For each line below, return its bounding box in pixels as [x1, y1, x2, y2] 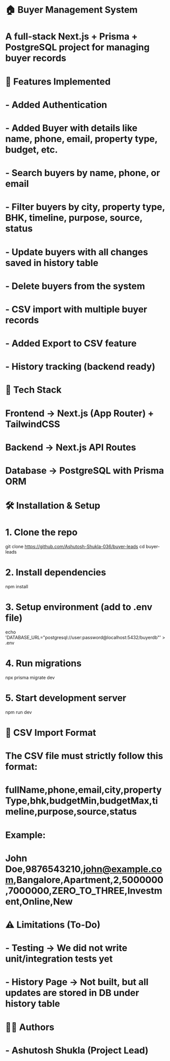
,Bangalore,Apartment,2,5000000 [13, 874, 164, 885]
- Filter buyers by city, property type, [5, 202, 165, 213]
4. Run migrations [5, 657, 82, 669]
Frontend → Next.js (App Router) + [5, 408, 154, 419]
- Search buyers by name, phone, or [5, 167, 160, 179]
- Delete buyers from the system [5, 280, 145, 292]
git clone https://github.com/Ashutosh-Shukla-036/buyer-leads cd [5, 543, 145, 550]
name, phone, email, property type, [5, 133, 158, 145]
